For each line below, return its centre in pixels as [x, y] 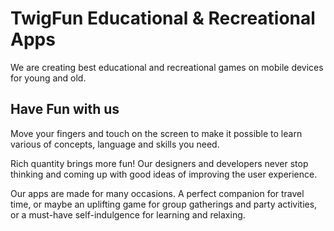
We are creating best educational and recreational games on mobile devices [167, 67]
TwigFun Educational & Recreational [163, 18]
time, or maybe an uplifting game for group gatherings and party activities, [164, 204]
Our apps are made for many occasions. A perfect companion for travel [157, 193]
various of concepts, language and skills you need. [115, 144]
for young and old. [48, 78]
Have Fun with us [65, 109]
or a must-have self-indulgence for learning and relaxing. [128, 214]
